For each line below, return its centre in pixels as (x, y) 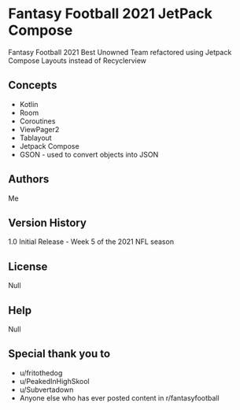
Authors (29, 179)
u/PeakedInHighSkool (54, 381)
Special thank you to (59, 354)
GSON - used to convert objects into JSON (89, 154)
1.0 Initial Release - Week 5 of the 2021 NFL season (91, 242)
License (28, 266)
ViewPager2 (39, 129)
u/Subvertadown (46, 390)
